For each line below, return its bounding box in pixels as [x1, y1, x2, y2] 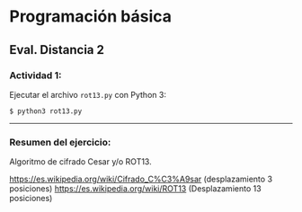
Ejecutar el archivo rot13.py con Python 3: [9, 89, 166, 100]
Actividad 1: [9, 69, 62, 82]
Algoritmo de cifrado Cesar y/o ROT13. [9, 156, 152, 167]
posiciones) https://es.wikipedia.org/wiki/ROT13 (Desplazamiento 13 [9, 183, 262, 194]
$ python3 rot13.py [9, 106, 83, 116]
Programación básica [9, 6, 173, 27]
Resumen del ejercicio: [9, 136, 111, 148]
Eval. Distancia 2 [9, 42, 105, 57]
